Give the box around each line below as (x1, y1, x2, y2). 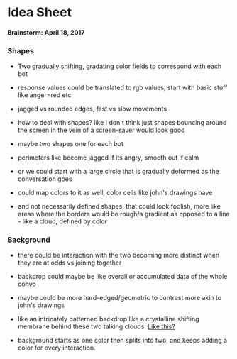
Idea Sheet (7, 4, 72, 21)
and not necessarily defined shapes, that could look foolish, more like (17, 202, 221, 211)
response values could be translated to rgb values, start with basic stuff (17, 83, 228, 92)
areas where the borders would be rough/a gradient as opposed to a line (17, 210, 230, 219)
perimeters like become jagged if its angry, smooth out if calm (17, 153, 199, 162)
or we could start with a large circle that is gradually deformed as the (17, 167, 220, 176)
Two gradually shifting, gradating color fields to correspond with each (17, 62, 222, 71)
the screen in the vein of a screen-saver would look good (17, 126, 185, 135)
